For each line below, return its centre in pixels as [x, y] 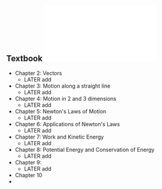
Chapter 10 [29, 175]
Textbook [24, 58]
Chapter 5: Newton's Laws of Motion [61, 111]
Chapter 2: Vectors [38, 73]
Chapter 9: [28, 162]
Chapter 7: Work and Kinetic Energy [59, 137]
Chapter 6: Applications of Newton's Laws [67, 124]
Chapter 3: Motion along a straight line [63, 86]
